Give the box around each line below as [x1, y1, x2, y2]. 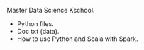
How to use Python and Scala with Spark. [16, 35, 138, 43]
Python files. [16, 20, 54, 27]
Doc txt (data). [16, 27, 60, 35]
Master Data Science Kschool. [6, 6, 95, 14]
